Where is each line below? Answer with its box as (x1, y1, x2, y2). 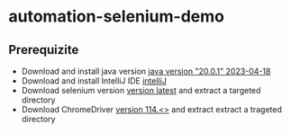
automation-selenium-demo (8, 6, 224, 27)
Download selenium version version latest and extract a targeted (21, 85, 261, 95)
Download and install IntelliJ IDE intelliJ (21, 75, 168, 86)
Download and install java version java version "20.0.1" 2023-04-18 (21, 66, 271, 76)
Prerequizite (8, 42, 79, 58)
